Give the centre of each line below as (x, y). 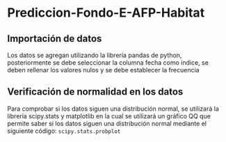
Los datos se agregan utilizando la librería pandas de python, (95, 55)
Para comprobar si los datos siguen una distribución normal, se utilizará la (113, 109)
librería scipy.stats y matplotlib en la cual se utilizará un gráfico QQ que (109, 116)
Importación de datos (55, 39)
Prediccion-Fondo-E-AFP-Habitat (106, 13)
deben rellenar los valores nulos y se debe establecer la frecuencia (103, 70)
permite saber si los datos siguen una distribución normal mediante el (107, 123)
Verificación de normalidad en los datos (95, 92)
